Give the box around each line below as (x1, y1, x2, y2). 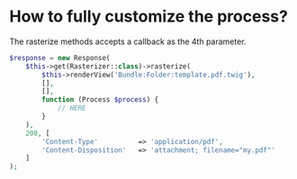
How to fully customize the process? (9, 6, 288, 27)
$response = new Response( (9, 53, 111, 62)
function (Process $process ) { (41, 95, 159, 104)
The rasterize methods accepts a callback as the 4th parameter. (9, 36, 247, 47)
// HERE (57, 103, 87, 113)
